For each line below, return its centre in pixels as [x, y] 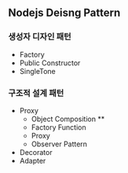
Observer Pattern [59, 144]
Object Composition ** [68, 119]
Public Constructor [50, 63]
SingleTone [38, 71]
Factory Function [59, 127]
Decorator [36, 152]
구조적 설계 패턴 [36, 93]
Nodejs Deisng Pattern [64, 13]
